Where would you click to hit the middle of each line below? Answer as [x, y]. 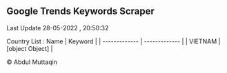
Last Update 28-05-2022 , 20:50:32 [58, 28]
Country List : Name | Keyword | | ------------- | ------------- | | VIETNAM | [113, 41]
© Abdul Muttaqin [32, 62]
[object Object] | [30, 48]
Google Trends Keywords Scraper [80, 11]
